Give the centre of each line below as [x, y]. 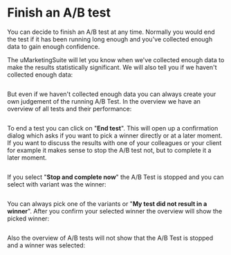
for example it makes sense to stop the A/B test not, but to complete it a [109, 150]
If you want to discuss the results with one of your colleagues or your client [114, 142]
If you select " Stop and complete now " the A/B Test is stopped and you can [115, 177]
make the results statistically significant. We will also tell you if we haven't [112, 67]
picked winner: [28, 218]
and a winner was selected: [46, 245]
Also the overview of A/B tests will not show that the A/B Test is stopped [110, 238]
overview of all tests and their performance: [70, 108]
